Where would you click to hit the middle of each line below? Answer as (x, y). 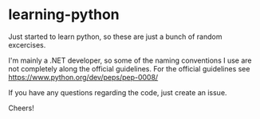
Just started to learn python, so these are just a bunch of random (115, 36)
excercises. (27, 44)
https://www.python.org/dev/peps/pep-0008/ (83, 77)
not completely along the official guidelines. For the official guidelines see (129, 68)
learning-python (64, 15)
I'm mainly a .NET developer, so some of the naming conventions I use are (130, 60)
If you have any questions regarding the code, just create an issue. (118, 92)
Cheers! (21, 108)
